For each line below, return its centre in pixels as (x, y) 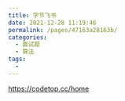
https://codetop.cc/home (49, 88)
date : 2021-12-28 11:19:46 (52, 23)
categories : (28, 37)
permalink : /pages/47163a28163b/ (63, 30)
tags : (17, 60)
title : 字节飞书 (32, 15)
